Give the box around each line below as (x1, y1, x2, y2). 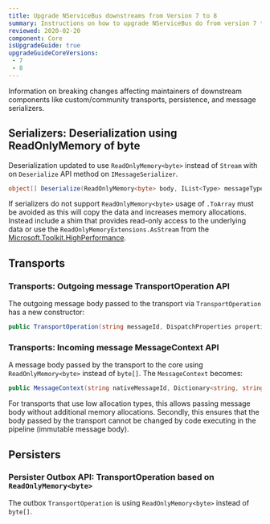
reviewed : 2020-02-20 (8, 27, 81, 35)
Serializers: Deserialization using (8, 126, 178, 141)
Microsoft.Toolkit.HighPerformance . (8, 233, 127, 243)
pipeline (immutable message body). (8, 424, 130, 434)
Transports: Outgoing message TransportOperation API (8, 280, 231, 292)
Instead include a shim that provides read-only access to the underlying (8, 216, 247, 226)
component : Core (8, 34, 63, 43)
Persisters (8, 448, 62, 461)
